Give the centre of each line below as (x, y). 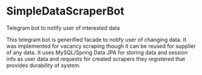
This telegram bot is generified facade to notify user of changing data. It (96, 39)
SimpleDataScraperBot (65, 11)
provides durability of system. (43, 65)
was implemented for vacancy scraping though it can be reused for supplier (101, 46)
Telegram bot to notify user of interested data (63, 28)
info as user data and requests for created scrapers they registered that (96, 59)
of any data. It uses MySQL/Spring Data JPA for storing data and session (97, 52)
